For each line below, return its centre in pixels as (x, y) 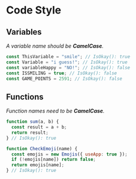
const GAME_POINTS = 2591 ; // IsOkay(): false (64, 79)
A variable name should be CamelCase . (55, 46)
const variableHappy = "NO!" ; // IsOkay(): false (68, 67)
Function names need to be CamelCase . (55, 111)
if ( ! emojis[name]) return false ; (54, 160)
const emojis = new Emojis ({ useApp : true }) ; (69, 154)
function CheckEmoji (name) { (42, 148)
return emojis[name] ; (38, 165)
